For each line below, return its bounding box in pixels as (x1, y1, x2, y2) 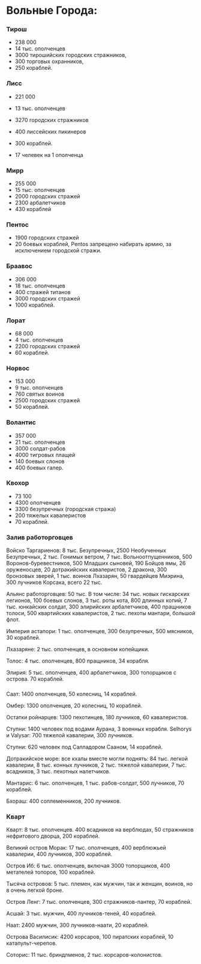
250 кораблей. (14, 64, 53, 72)
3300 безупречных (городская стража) (14, 505, 116, 512)
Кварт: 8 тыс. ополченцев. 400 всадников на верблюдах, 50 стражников (6, 826, 194, 834)
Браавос (6, 262, 33, 271)
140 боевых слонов (14, 458, 65, 465)
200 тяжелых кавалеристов (14, 512, 86, 519)
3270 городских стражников (14, 116, 89, 123)
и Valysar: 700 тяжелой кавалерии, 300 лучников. (6, 732, 134, 739)
